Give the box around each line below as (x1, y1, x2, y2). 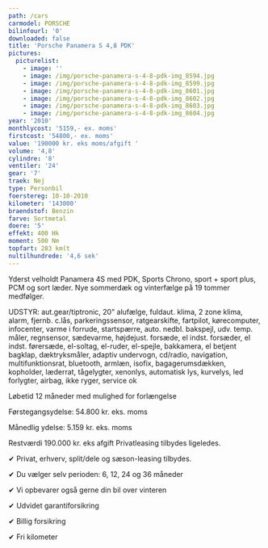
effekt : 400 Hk (8, 229, 60, 238)
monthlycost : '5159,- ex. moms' (8, 124, 117, 132)
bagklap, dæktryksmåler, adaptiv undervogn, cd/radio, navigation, (8, 349, 228, 359)
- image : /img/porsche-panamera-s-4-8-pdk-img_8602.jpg (23, 94, 216, 102)
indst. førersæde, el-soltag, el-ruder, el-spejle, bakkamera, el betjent (8, 341, 237, 351)
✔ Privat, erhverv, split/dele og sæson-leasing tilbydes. (8, 454, 192, 463)
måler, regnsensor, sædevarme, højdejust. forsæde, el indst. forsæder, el (8, 333, 251, 342)
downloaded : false (8, 34, 70, 43)
